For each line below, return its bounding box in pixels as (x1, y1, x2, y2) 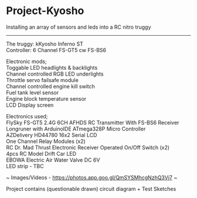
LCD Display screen (6, 101, 54, 108)
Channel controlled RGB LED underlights (6, 70, 104, 77)
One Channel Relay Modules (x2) (6, 138, 86, 145)
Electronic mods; (6, 57, 47, 65)
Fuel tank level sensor (6, 89, 59, 96)
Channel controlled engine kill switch (6, 83, 96, 90)
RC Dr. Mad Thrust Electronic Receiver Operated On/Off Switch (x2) (6, 144, 170, 151)
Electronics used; (6, 112, 48, 120)
